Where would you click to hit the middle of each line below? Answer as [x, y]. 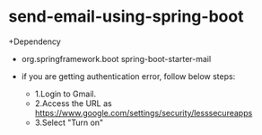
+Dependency [35, 41]
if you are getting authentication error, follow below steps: [128, 76]
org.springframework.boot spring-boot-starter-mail [116, 58]
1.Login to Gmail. [65, 94]
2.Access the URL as [74, 103]
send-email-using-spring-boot [126, 17]
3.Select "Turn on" [69, 122]
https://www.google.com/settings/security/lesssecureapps [144, 112]
